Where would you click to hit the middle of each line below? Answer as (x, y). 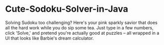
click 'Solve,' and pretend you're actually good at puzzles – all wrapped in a (82, 33)
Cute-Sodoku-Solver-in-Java (67, 9)
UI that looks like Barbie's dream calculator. (49, 38)
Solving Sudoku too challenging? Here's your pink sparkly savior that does (81, 22)
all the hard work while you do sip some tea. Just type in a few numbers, (79, 27)
